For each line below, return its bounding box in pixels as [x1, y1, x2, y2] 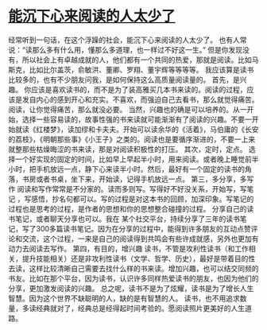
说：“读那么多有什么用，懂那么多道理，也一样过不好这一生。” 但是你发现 [8, 45, 243, 54]
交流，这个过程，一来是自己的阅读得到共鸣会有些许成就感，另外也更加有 [21, 234, 259, 243]
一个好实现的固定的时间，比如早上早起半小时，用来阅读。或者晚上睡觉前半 [14, 154, 259, 164]
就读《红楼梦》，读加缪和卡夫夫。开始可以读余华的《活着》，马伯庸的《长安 [14, 124, 259, 134]
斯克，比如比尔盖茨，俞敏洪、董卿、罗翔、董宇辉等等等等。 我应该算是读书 [8, 64, 254, 74]
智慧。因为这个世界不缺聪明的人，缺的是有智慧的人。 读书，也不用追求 [8, 293, 240, 303]
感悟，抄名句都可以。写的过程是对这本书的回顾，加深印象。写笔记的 [30, 194, 254, 204]
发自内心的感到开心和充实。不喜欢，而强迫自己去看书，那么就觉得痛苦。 [21, 95, 259, 104]
